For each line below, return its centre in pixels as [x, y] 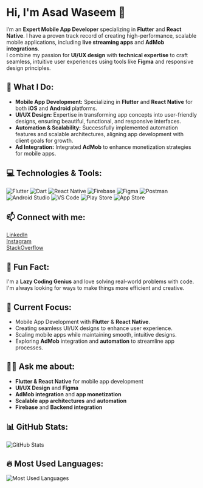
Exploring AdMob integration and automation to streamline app [95, 341]
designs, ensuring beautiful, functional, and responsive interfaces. [98, 121]
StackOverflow [25, 248]
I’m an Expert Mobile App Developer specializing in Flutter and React [94, 29]
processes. [29, 348]
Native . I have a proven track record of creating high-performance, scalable [101, 35]
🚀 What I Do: [30, 87]
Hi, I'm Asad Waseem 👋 [66, 12]
